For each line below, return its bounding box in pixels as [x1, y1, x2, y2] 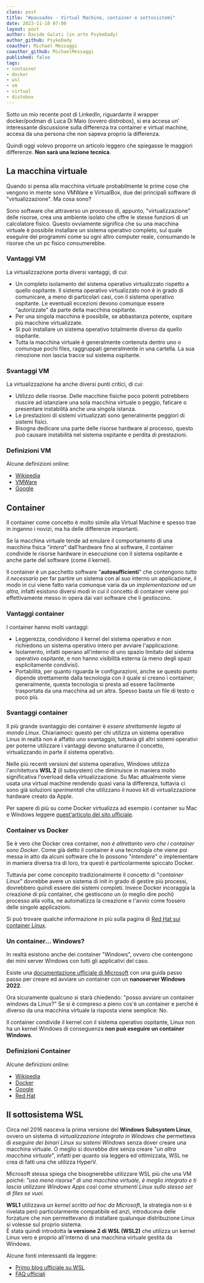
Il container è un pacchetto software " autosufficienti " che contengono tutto [6, 568, 197, 576]
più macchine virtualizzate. [15, 319, 83, 326]
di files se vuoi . [6, 1189, 44, 1196]
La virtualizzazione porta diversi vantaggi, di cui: [6, 268, 128, 275]
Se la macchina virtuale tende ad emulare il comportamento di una [6, 537, 173, 544]
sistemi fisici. [15, 418, 48, 425]
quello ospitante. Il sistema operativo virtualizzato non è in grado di [15, 286, 184, 294]
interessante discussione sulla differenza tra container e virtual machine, [6, 123, 189, 131]
